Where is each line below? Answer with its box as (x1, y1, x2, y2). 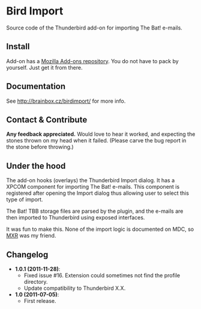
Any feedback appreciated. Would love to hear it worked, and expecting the (6, 130, 196, 138)
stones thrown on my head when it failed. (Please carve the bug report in (6, 137, 187, 144)
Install (6, 41, 30, 52)
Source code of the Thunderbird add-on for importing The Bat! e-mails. (6, 24, 183, 31)
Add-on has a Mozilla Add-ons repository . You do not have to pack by (6, 57, 179, 64)
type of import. (6, 196, 43, 203)
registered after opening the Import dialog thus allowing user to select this (6, 189, 189, 197)
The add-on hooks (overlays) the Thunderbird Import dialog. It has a (6, 177, 175, 184)
